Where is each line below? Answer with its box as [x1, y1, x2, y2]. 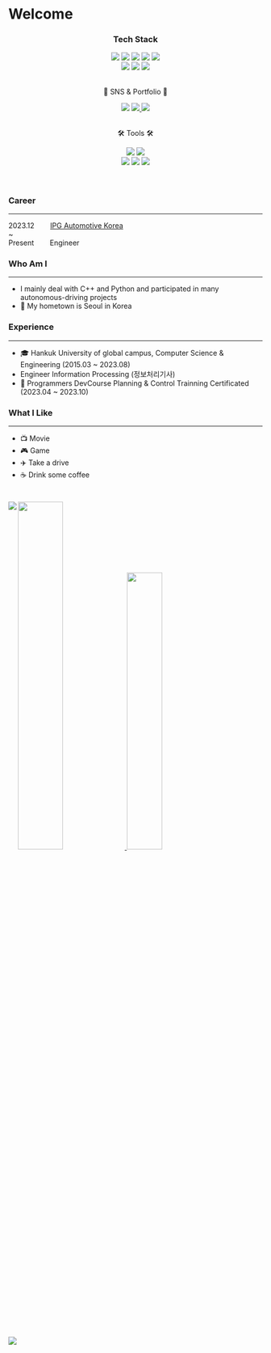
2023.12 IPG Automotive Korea [8, 221, 123, 230]
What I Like [8, 407, 53, 418]
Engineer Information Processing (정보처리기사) [19, 369, 176, 378]
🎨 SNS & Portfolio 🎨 [103, 87, 168, 97]
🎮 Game [19, 446, 50, 455]
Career [8, 195, 36, 206]
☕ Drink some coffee [19, 470, 90, 480]
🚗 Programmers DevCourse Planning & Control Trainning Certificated [19, 378, 250, 388]
